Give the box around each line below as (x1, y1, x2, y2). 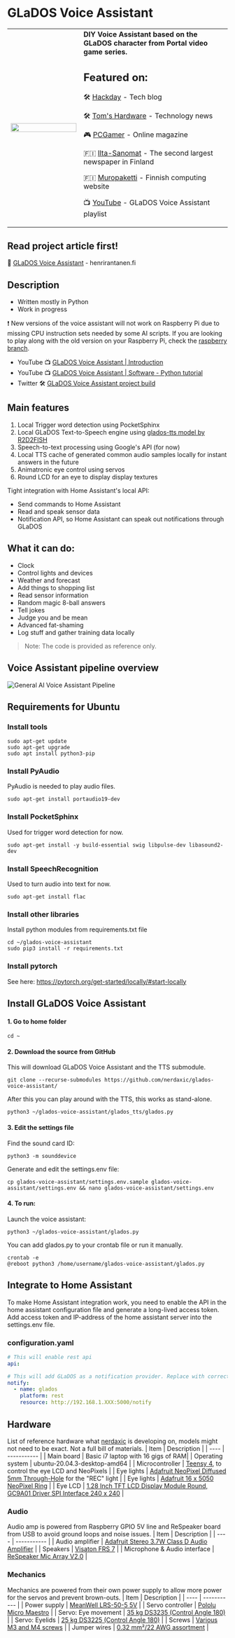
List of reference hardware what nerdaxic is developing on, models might (7, 1437, 218, 1445)
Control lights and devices (17, 568, 93, 577)
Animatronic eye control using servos (17, 465, 125, 474)
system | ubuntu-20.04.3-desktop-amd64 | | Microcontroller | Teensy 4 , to (7, 1459, 222, 1468)
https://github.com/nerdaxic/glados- (104, 1077, 215, 1084)
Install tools (7, 722, 48, 732)
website (83, 182, 110, 191)
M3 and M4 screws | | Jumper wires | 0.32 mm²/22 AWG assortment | (7, 1623, 209, 1631)
